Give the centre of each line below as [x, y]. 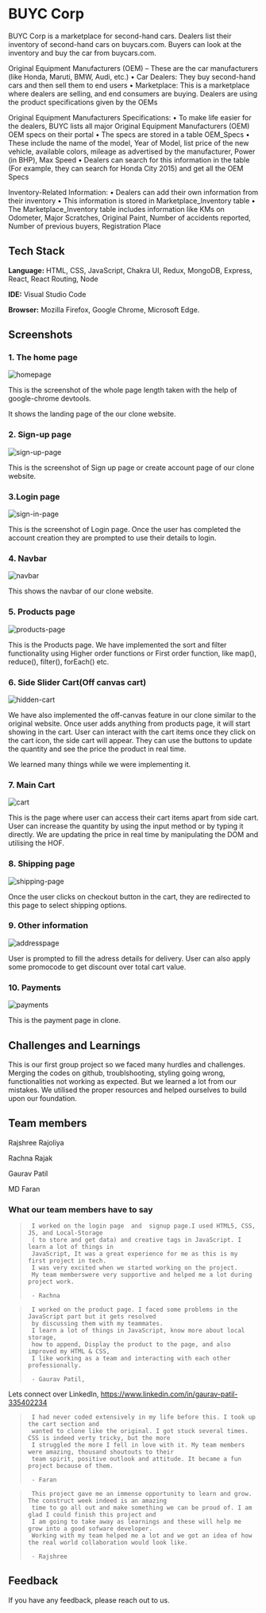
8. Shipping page [42, 863]
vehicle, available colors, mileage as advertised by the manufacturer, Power [132, 151]
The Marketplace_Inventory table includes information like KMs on [116, 209]
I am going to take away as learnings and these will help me [137, 1522]
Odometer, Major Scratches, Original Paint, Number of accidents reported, [130, 217]
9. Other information [48, 926]
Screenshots [40, 335]
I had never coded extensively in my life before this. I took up [143, 1417]
